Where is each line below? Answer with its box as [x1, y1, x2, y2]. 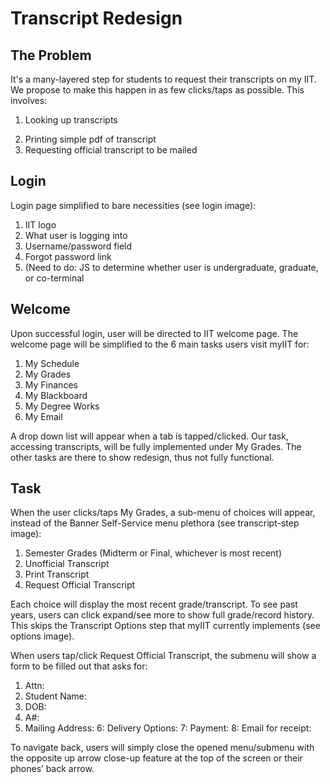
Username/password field [24, 240, 133, 252]
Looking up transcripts [24, 114, 118, 126]
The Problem [10, 47, 92, 64]
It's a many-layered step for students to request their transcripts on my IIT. [10, 73, 317, 85]
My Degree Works [24, 400, 100, 412]
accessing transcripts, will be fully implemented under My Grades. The [10, 440, 302, 452]
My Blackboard [24, 389, 88, 401]
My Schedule [24, 357, 80, 369]
